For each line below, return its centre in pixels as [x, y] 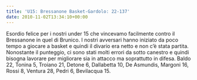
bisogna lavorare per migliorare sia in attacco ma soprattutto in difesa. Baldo [98, 58]
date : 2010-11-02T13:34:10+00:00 [47, 17]
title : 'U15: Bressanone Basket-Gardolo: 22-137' [68, 11]
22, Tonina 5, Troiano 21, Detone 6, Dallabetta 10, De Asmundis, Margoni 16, [98, 64]
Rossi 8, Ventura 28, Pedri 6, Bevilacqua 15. [59, 71]
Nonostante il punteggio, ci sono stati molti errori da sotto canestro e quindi [98, 52]
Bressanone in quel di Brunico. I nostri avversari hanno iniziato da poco [92, 40]
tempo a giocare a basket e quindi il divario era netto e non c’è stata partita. [98, 46]
